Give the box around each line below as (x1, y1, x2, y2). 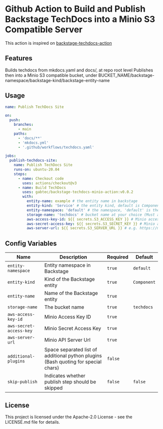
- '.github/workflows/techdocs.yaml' (17, 145, 95, 150)
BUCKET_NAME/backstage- (98, 72, 155, 78)
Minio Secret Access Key (44, 325, 101, 332)
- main (17, 127, 32, 132)
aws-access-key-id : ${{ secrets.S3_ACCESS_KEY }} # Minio (26, 217, 147, 222)
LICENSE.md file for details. (5, 419, 60, 425)
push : (9, 118, 21, 122)
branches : (14, 122, 34, 127)
